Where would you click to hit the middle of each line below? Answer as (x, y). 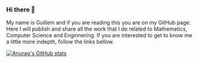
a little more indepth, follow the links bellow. (60, 42)
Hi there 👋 (21, 10)
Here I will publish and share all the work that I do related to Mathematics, (97, 29)
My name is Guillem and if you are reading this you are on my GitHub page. (99, 23)
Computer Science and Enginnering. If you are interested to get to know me (99, 35)
